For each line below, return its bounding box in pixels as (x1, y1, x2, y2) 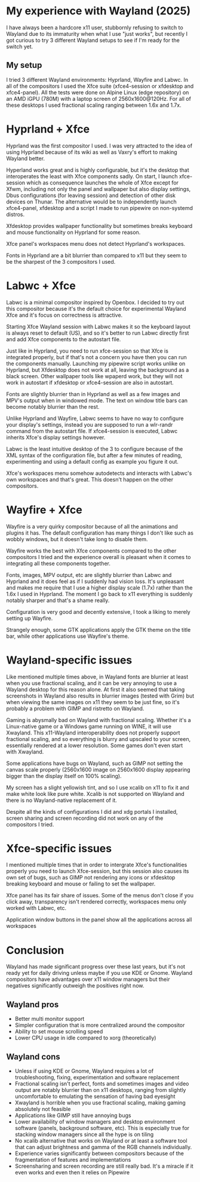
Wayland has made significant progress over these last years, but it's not (6, 963, 186, 970)
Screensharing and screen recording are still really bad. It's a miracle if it (14, 1162, 194, 1169)
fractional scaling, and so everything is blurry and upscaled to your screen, (6, 735, 191, 742)
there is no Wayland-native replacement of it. (6, 797, 118, 804)
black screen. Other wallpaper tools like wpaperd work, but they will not (6, 372, 183, 379)
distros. (6, 211, 25, 218)
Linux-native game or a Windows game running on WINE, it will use (6, 723, 172, 730)
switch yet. (6, 43, 33, 50)
